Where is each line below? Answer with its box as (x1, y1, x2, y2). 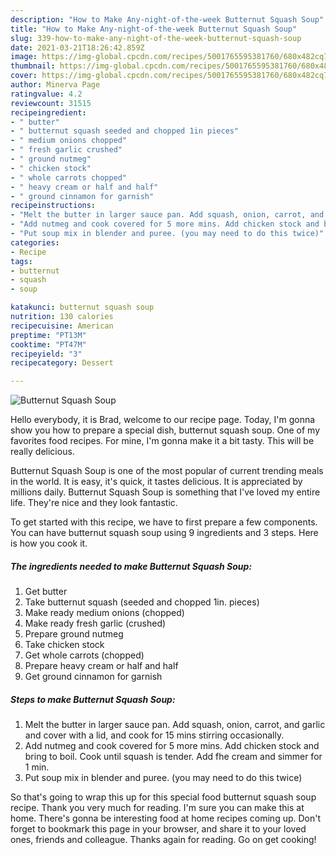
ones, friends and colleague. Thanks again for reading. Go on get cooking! (10, 834, 317, 846)
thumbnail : (10, 61, 56, 71)
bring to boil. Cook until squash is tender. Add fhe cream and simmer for (24, 751, 323, 763)
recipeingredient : (10, 107, 87, 118)
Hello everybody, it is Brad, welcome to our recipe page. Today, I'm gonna (10, 414, 316, 426)
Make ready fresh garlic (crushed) (24, 617, 167, 630)
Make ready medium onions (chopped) (24, 607, 185, 619)
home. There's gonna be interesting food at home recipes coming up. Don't (10, 812, 322, 825)
